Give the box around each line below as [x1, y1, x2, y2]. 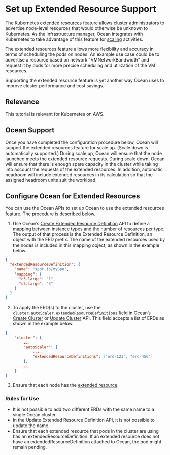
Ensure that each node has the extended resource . [12, 382, 119, 388]
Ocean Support [5, 126, 55, 135]
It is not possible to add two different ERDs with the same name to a [12, 406, 155, 412]
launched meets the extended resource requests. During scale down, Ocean [5, 156, 165, 162]
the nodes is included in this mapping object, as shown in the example [12, 242, 160, 248]
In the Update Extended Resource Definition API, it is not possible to [12, 417, 155, 423]
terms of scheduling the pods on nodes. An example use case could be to [5, 51, 160, 57]
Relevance [5, 98, 40, 106]
